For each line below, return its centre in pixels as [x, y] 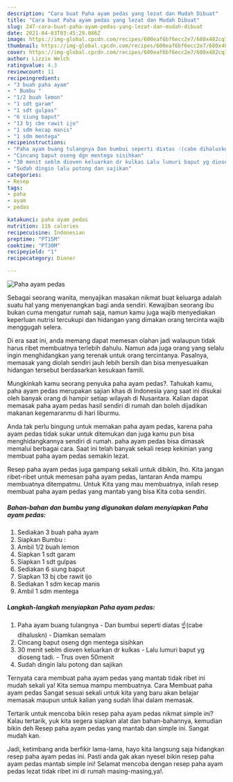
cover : [17, 53]
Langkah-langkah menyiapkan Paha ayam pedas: [81, 607]
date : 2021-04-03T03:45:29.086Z [54, 33]
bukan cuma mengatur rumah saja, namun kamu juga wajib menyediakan [111, 312]
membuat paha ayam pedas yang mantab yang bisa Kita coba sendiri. [107, 491]
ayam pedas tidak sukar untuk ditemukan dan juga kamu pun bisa [101, 434]
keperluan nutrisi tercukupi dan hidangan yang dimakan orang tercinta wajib [116, 320]
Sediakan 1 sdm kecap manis [59, 584]
